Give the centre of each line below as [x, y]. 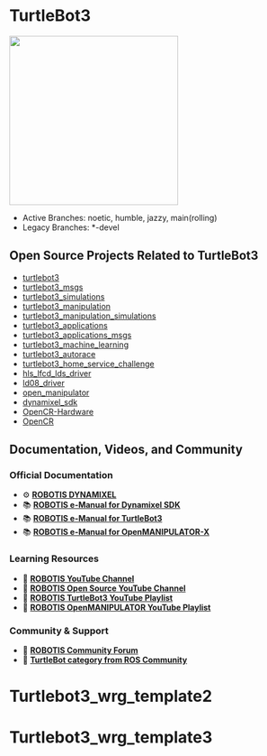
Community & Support [59, 631]
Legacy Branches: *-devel [71, 227]
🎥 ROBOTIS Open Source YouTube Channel [104, 588]
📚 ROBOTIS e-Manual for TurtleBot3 [92, 519]
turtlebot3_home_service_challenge [88, 364]
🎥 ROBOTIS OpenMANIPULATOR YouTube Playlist [116, 607]
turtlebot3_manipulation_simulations [89, 316]
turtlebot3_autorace [59, 354]
